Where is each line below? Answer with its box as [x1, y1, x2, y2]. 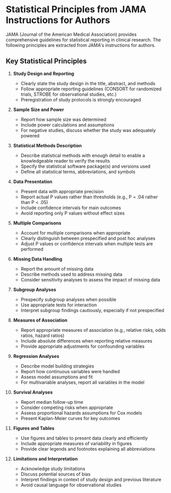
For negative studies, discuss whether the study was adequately [20, 127, 156, 133]
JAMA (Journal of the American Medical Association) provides [6, 31, 137, 37]
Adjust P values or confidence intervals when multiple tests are [20, 241, 153, 247]
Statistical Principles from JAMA [6, 4, 147, 15]
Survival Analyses [13, 389, 53, 395]
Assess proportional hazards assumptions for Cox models [20, 409, 142, 416]
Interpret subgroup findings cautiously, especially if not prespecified [20, 307, 164, 313]
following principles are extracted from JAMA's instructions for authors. [6, 42, 156, 48]
